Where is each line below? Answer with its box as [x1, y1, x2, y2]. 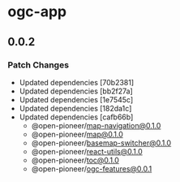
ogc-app [7, 2, 66, 21]
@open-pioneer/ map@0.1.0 [31, 129, 123, 139]
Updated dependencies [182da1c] [19, 103, 132, 113]
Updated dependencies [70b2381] [19, 77, 135, 87]
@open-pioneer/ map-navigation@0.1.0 [31, 120, 161, 130]
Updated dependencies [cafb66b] [19, 112, 134, 122]
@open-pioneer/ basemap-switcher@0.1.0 [31, 137, 172, 148]
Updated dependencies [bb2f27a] [19, 86, 133, 96]
